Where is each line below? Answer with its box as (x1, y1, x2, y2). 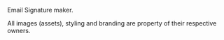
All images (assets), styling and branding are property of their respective (7, 19, 217, 27)
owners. (7, 27, 31, 34)
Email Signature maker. (7, 6, 73, 14)
